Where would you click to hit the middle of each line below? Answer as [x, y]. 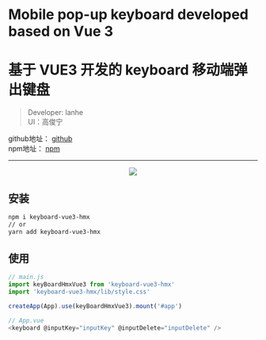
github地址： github [40, 139]
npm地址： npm [34, 149]
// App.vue [26, 320]
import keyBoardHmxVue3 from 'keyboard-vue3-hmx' [92, 285]
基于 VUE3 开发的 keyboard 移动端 [121, 70]
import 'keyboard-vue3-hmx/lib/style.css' [79, 292]
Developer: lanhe [55, 113]
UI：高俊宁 [45, 122]
